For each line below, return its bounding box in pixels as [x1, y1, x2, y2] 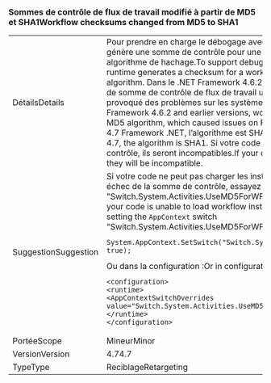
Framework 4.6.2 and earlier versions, [106, 107, 252, 119]
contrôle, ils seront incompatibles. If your [106, 148, 259, 159]
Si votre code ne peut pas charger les [106, 170, 248, 182]
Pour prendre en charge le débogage [106, 36, 247, 48]
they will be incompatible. [106, 158, 203, 169]
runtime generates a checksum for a [106, 67, 244, 78]
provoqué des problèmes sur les [106, 97, 229, 108]
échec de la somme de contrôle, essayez [106, 181, 262, 192]
